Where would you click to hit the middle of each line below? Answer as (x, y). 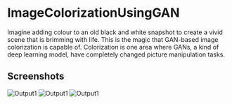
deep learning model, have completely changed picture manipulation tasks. (116, 54)
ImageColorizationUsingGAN (94, 13)
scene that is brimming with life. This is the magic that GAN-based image (113, 39)
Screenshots (36, 76)
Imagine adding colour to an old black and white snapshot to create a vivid (115, 32)
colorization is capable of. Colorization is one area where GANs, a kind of (113, 47)
